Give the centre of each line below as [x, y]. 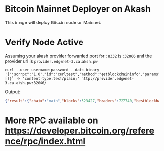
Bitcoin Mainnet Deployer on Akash [78, 9]
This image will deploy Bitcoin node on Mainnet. [53, 22]
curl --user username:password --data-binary [52, 70]
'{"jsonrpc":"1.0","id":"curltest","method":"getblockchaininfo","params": [84, 74]
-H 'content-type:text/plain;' [48, 78]
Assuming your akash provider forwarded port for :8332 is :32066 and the [79, 56]
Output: [13, 92]
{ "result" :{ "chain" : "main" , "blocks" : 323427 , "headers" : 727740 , [70, 101]
